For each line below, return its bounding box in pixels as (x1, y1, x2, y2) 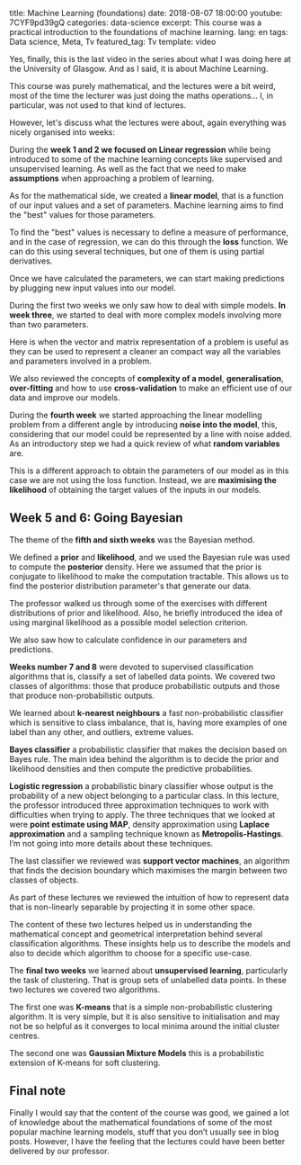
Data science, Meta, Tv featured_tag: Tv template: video (9, 36, 217, 47)
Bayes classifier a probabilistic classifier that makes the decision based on (9, 744, 288, 755)
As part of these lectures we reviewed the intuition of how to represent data (9, 892, 289, 902)
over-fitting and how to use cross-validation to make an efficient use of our (9, 382, 293, 393)
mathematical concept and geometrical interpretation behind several (9, 928, 263, 939)
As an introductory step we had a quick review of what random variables (9, 438, 280, 449)
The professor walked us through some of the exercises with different (9, 597, 268, 608)
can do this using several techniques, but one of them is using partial (9, 246, 265, 256)
